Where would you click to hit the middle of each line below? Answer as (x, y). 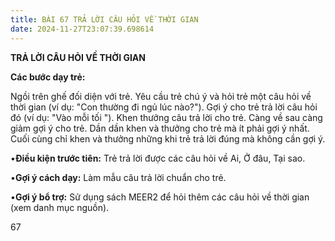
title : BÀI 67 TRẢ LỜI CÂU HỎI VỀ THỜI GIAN (104, 19)
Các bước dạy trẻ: (48, 77)
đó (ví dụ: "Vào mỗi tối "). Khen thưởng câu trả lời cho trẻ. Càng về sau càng (166, 117)
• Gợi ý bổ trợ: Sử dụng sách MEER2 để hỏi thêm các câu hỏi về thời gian (160, 197)
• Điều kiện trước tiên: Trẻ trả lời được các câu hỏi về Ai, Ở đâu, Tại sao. (158, 158)
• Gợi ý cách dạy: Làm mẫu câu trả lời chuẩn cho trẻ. (118, 177)
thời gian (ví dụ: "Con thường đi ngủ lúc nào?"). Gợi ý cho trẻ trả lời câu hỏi (164, 107)
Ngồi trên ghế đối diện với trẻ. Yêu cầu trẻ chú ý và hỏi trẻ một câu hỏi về (161, 96)
